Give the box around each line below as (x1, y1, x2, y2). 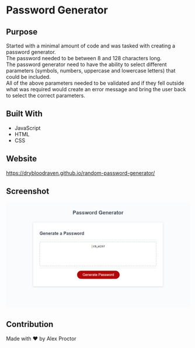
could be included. (6, 74, 51, 80)
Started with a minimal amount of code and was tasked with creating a (6, 42, 176, 49)
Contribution (6, 319, 54, 329)
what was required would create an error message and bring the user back (6, 86, 186, 92)
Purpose (6, 27, 38, 37)
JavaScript (14, 124, 41, 132)
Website (6, 154, 37, 164)
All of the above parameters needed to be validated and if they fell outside (6, 80, 184, 87)
